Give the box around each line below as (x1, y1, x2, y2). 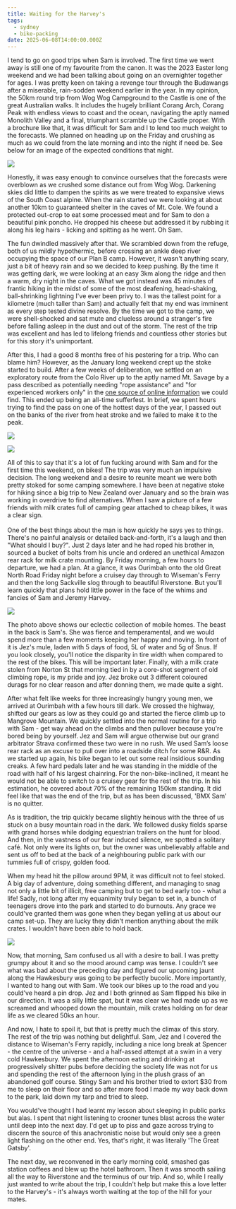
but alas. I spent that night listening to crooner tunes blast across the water (7, 1114, 225, 1122)
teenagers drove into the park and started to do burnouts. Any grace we (7, 902, 216, 910)
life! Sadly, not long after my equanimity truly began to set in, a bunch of (7, 895, 217, 903)
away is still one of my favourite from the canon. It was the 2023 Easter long (7, 64, 229, 72)
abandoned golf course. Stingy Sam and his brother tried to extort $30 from (7, 1078, 228, 1086)
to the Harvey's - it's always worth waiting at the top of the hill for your (7, 1188, 213, 1196)
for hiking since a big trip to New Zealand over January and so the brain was (7, 488, 229, 497)
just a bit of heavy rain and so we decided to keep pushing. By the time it (7, 262, 218, 271)
